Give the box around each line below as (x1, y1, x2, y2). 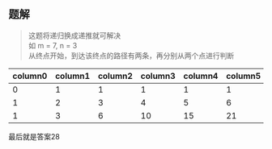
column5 (226, 70, 261, 81)
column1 (55, 70, 91, 81)
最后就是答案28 (8, 131, 61, 141)
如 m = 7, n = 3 (28, 40, 78, 50)
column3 (140, 70, 176, 81)
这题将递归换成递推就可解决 (28, 31, 121, 40)
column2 (97, 70, 134, 81)
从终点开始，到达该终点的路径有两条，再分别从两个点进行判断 (28, 51, 235, 60)
